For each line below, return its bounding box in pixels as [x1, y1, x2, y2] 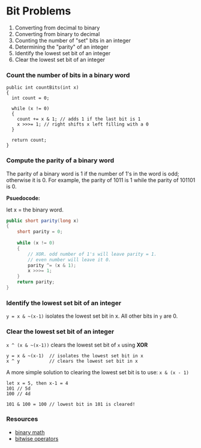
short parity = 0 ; [17, 229, 63, 235]
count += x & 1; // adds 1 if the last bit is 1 [17, 116, 141, 123]
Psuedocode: [6, 194, 41, 202]
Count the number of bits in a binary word [6, 71, 130, 79]
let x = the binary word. [6, 206, 64, 213]
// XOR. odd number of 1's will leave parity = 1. [28, 251, 157, 257]
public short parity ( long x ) [6, 217, 79, 223]
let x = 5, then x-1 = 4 [6, 380, 68, 386]
